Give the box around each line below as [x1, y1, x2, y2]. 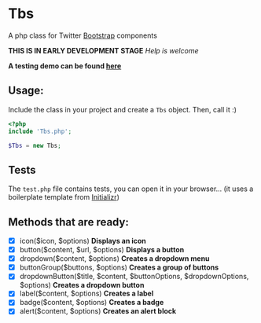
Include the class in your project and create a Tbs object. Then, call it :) [8, 105, 237, 114]
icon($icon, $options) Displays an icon [19, 237, 147, 245]
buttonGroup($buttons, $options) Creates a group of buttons [19, 262, 219, 272]
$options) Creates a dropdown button [19, 281, 145, 290]
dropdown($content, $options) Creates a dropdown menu [19, 254, 210, 263]
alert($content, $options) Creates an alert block [19, 306, 177, 316]
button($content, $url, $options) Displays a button [19, 245, 185, 255]
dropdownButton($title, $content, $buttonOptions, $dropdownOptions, [19, 272, 249, 281]
